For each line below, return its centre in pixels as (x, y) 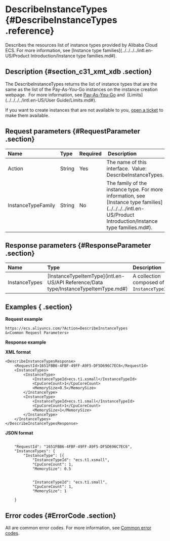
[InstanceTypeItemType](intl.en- (86, 276)
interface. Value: (126, 168)
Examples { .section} (39, 307)
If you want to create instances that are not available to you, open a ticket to (84, 110)
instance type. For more (135, 189)
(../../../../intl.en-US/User (30, 100)
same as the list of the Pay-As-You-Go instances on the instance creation (81, 89)
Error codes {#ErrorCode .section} (61, 515)
